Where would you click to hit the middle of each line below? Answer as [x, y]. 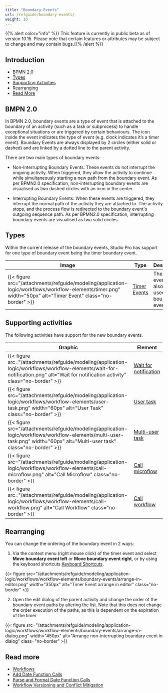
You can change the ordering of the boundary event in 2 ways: [69, 544]
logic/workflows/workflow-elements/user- [58, 401]
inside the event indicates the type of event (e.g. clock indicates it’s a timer [82, 137]
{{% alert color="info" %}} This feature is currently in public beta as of [78, 34]
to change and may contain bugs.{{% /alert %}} [54, 44]
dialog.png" [17, 636]
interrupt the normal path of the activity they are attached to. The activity [87, 203]
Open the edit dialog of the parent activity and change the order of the [85, 600]
